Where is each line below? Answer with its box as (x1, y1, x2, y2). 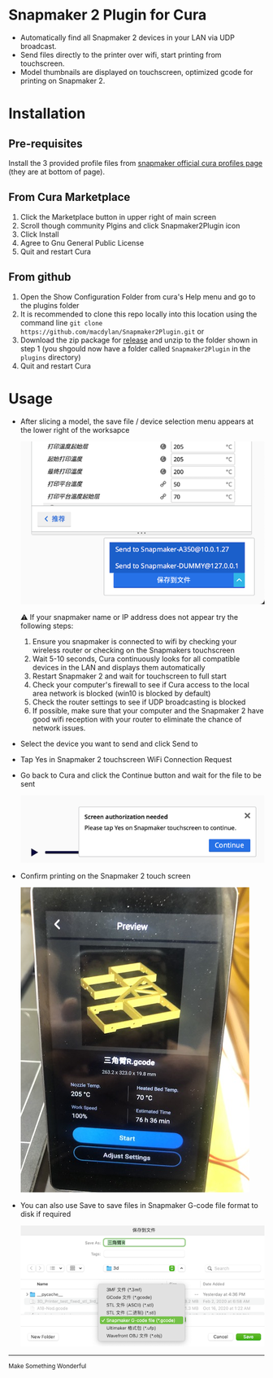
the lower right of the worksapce (19, 425, 130, 434)
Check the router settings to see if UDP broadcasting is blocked (32, 697, 246, 707)
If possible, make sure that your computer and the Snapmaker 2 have (32, 706, 264, 716)
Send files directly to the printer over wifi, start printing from (19, 50, 222, 59)
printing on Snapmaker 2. (19, 76, 106, 85)
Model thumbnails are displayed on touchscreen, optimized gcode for (19, 67, 253, 76)
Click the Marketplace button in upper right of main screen (19, 211, 217, 221)
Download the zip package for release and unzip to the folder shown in (19, 335, 258, 345)
